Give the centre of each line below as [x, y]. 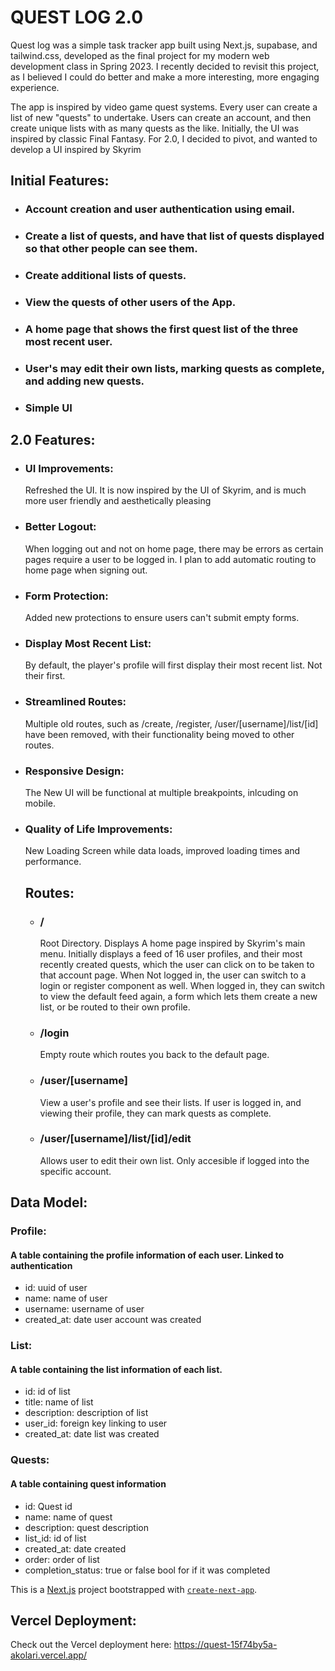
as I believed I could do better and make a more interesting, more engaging [165, 77]
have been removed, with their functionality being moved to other [159, 734]
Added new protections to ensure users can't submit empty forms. [162, 618]
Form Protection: [66, 596]
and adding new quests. [84, 381]
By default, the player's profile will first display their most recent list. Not [173, 665]
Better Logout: [60, 527]
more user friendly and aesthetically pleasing [118, 501]
